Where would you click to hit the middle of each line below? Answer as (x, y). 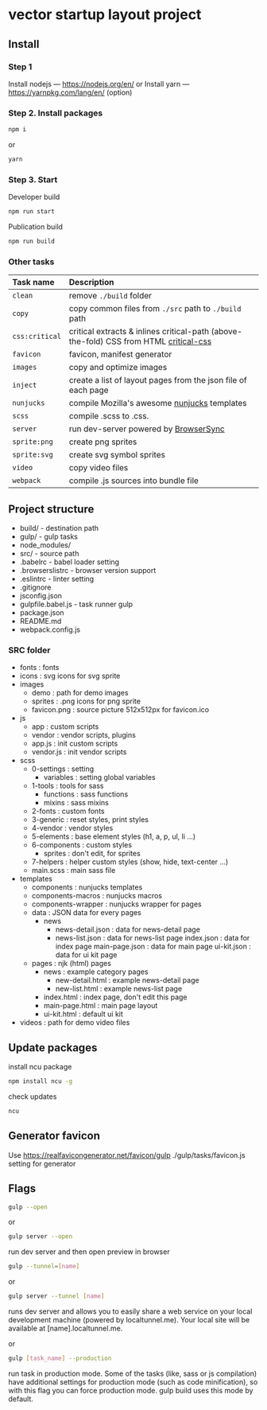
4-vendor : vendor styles (72, 828)
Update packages (53, 1048)
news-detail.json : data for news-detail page (128, 929)
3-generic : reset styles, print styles (90, 820)
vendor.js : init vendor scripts (79, 752)
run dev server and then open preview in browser (89, 1252)
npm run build (32, 241)
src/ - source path (49, 554)
